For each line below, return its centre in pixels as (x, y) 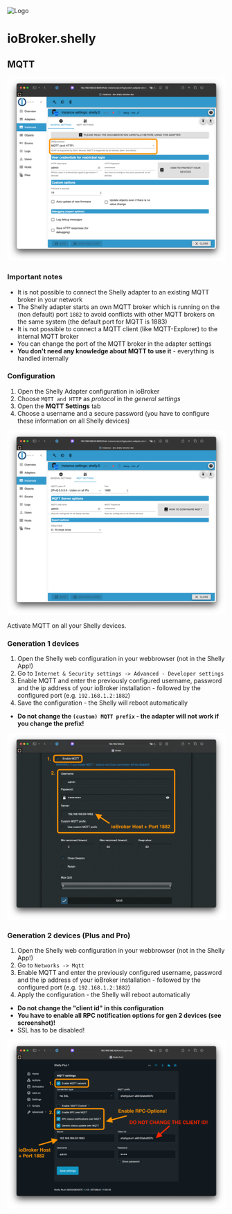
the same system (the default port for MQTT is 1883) (92, 322)
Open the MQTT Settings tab (59, 406)
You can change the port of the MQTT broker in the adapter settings (114, 344)
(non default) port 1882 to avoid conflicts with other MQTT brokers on (116, 314)
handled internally (43, 358)
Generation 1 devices (43, 644)
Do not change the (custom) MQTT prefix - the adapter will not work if (118, 716)
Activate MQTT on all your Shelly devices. (67, 626)
